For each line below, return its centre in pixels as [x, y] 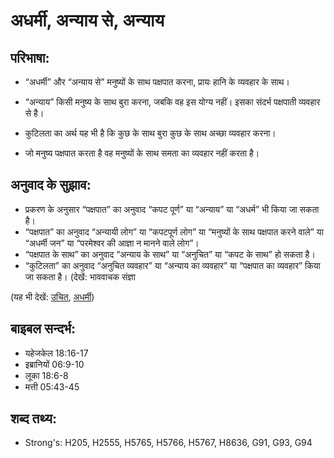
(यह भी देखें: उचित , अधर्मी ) [52, 296]
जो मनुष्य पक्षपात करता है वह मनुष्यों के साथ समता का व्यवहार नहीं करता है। [142, 153]
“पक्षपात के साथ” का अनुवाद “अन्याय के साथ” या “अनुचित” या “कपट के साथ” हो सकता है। [170, 254]
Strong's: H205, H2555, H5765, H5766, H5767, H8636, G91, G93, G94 [168, 443]
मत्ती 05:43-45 [52, 386]
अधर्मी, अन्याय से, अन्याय [87, 20]
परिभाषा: [30, 57]
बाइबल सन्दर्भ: [43, 329]
